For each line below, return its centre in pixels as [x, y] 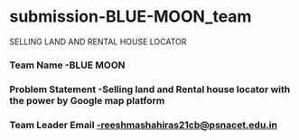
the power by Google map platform [87, 100]
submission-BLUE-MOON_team [131, 17]
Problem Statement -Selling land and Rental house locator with [150, 89]
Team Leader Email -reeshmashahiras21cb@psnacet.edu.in [144, 125]
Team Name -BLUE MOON [67, 65]
